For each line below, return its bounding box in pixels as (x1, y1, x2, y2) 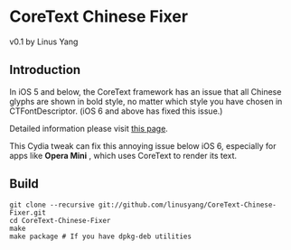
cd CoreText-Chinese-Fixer (9, 216, 111, 225)
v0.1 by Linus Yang (9, 36, 79, 47)
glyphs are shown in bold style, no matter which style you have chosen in (9, 96, 283, 106)
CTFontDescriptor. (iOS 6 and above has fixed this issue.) (9, 106, 223, 116)
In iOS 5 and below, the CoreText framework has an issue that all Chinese (9, 86, 282, 97)
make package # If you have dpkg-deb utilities (9, 232, 192, 241)
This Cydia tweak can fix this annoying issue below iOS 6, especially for (9, 140, 277, 151)
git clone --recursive (9, 200, 95, 209)
